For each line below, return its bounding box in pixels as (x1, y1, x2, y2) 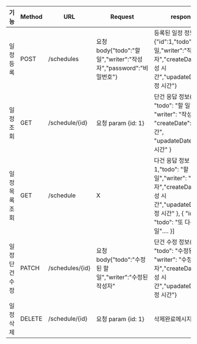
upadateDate (157, 137, 192, 144)
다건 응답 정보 (154, 157, 190, 164)
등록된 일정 (154, 29, 183, 37)
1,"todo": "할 (154, 166, 189, 173)
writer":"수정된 (108, 273, 148, 281)
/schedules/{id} (47, 264, 91, 272)
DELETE (20, 315, 43, 322)
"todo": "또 (154, 218, 184, 226)
